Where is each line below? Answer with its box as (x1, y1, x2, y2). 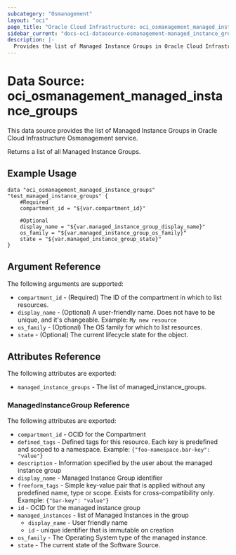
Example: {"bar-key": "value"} (17, 496, 110, 504)
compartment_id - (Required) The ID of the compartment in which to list (17, 293, 223, 301)
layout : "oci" (7, 17, 49, 24)
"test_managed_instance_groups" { (7, 192, 109, 200)
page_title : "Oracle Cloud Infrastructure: (7, 23, 137, 30)
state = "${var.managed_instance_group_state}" (20, 235, 162, 242)
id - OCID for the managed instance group (17, 503, 140, 511)
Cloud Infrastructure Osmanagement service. (7, 133, 138, 142)
